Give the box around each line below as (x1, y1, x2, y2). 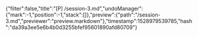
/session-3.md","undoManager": (64, 5, 143, 12)
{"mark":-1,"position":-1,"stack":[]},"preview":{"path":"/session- (5, 11, 161, 18)
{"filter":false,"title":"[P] (5, 5, 63, 12)
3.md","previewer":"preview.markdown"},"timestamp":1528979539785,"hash (5, 18, 193, 24)
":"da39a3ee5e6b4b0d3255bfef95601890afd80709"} (5, 24, 138, 31)
